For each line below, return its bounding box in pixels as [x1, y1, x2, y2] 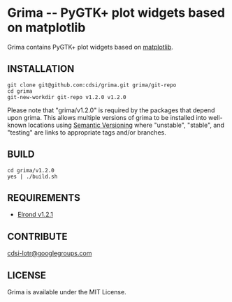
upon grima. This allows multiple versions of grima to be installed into [7, 113, 208, 121]
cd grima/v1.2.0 [7, 167, 55, 174]
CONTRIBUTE [7, 230, 68, 242]
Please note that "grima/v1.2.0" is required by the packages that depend [7, 106, 215, 114]
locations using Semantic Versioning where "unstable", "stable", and [27, 121, 225, 129]
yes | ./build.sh [7, 173, 58, 180]
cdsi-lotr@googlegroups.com [7, 249, 92, 257]
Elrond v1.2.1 [17, 211, 54, 219]
